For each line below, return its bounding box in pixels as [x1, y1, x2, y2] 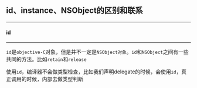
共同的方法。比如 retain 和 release [6, 56, 87, 63]
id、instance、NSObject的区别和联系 [6, 5, 143, 16]
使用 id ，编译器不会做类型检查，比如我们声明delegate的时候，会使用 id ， [6, 68, 182, 75]
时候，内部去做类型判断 [26, 76, 83, 83]
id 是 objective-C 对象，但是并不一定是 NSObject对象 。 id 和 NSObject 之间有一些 [6, 49, 189, 56]
